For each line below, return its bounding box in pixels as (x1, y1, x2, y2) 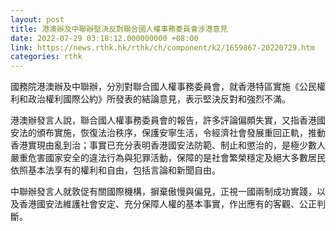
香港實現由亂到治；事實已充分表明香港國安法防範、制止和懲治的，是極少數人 (10, 139, 326, 151)
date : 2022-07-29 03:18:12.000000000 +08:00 (10, 33, 199, 43)
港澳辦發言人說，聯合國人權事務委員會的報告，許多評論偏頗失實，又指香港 (10, 114, 317, 126)
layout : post (10, 14, 65, 25)
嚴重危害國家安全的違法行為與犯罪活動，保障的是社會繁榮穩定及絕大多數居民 (10, 152, 326, 164)
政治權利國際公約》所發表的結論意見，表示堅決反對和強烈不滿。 (27, 93, 291, 105)
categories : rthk (10, 52, 83, 62)
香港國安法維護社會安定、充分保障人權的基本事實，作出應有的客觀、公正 (18, 198, 317, 210)
